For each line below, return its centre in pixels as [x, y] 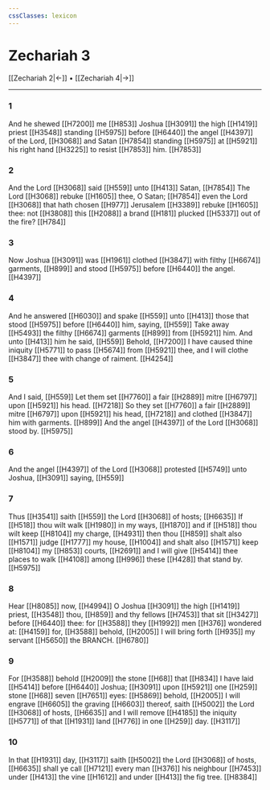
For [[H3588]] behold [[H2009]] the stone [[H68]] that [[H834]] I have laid [131, 679]
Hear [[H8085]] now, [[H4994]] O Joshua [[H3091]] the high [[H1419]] [124, 606]
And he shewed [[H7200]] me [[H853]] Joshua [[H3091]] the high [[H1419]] [133, 123]
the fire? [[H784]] [37, 222]
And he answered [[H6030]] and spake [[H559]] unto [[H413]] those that [129, 315]
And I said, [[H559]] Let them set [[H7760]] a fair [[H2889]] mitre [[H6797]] [133, 397]
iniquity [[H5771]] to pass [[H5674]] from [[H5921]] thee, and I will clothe [129, 350]
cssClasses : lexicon [43, 16]
